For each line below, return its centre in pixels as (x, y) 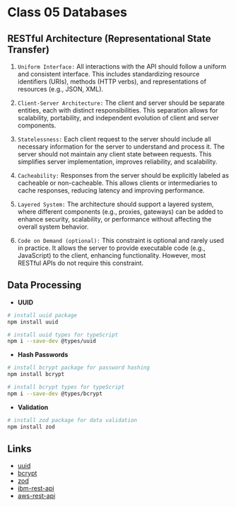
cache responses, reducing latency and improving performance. (111, 190)
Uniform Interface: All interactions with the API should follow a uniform (122, 67)
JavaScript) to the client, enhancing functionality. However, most (112, 255)
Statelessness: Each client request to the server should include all (114, 139)
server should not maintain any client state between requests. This (114, 154)
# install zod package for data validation (72, 420)
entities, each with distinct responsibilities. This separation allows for (118, 110)
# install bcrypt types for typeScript (66, 387)
